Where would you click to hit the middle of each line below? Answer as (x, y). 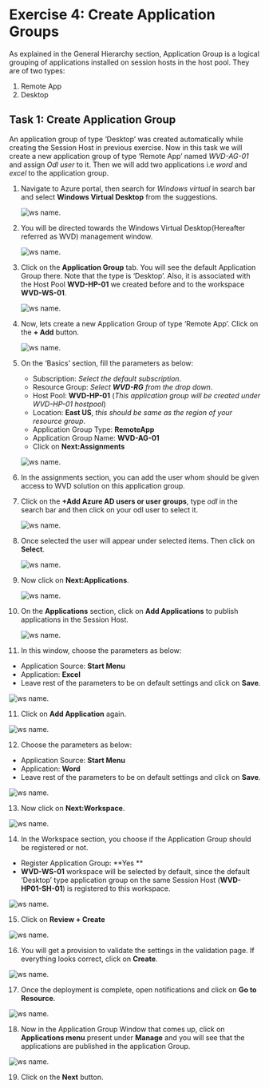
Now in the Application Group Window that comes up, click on (123, 1029)
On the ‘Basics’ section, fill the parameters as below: (107, 363)
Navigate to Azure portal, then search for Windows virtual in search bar (138, 188)
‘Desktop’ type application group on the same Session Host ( (120, 880)
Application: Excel (50, 674)
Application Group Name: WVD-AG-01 (96, 437)
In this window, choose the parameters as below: (101, 650)
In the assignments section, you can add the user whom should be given (140, 477)
